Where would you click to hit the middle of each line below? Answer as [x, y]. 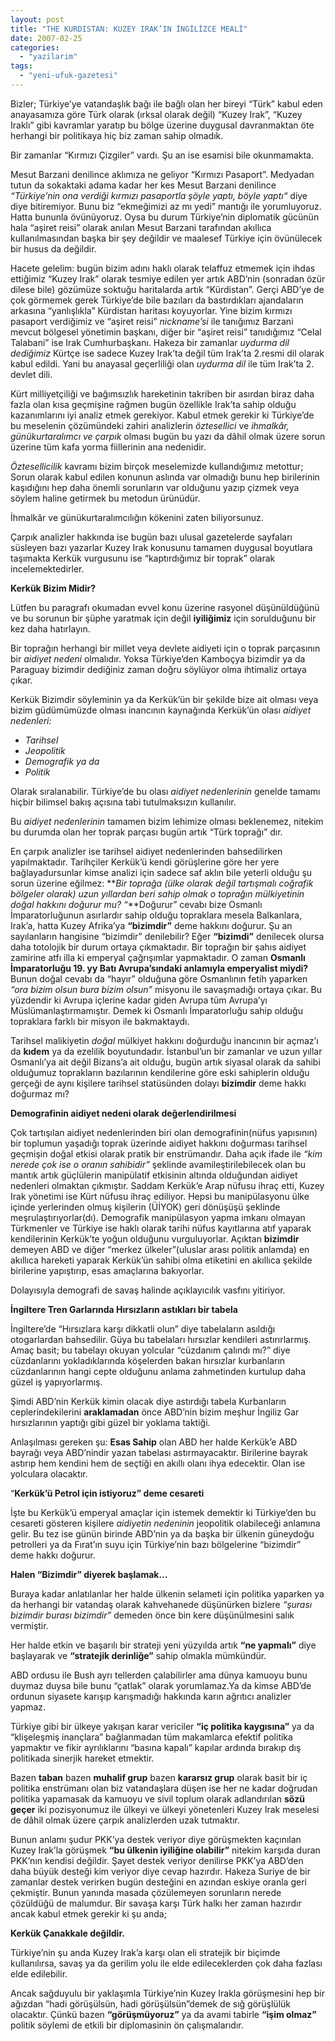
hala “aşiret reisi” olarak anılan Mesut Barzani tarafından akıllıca [141, 227]
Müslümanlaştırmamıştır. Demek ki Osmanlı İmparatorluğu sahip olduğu [156, 1010]
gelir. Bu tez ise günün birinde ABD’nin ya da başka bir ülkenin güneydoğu [162, 1533]
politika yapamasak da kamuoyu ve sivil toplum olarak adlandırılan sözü [157, 1798]
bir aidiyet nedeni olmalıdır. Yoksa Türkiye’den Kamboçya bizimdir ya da [158, 658]
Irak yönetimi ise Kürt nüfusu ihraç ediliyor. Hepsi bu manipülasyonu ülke [160, 1196]
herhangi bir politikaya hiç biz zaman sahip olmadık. [117, 135]
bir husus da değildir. [53, 248]
